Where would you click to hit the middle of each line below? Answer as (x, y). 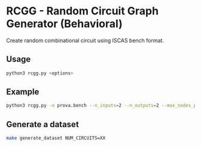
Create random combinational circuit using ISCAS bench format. (85, 40)
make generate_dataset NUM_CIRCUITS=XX (56, 138)
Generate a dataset (42, 124)
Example (23, 92)
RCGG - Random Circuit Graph (83, 11)
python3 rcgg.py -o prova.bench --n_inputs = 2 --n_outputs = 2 (83, 106)
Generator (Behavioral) (64, 24)
